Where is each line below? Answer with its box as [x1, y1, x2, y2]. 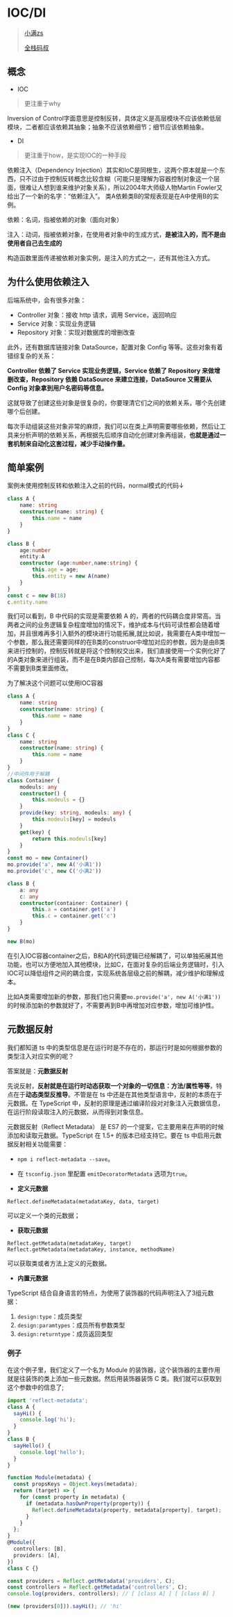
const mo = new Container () [7, 855, 89, 862]
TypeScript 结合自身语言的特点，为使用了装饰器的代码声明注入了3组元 [7, 1288, 208, 1297]
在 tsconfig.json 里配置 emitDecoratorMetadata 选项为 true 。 [17, 1169, 191, 1178]
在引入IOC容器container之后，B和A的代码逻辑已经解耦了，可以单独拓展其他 [7, 952, 223, 960]
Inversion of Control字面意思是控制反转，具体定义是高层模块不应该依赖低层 [7, 113, 222, 123]
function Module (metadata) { [7, 1474, 92, 1481]
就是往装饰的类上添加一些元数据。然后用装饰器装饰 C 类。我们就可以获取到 [7, 1374, 222, 1382]
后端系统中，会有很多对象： [7, 296, 87, 304]
